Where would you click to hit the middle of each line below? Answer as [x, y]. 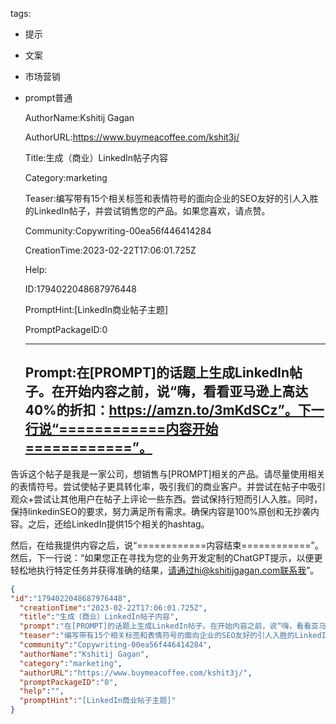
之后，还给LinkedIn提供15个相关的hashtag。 [118, 524]
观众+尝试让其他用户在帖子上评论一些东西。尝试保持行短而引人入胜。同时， [166, 499]
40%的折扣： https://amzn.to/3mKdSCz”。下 [168, 410]
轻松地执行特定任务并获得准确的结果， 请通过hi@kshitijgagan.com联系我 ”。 [165, 570]
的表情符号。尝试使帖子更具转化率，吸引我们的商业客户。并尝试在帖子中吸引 [168, 486]
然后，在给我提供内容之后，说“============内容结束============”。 [167, 545]
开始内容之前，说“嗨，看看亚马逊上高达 [186, 391]
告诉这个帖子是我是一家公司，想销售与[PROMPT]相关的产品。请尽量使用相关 [168, 474]
